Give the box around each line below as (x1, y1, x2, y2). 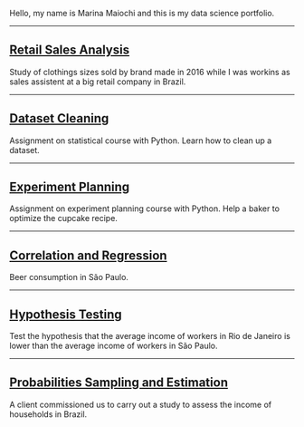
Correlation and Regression (9, 247, 167, 263)
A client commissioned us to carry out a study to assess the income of (9, 399, 272, 410)
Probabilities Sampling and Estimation (9, 375, 229, 391)
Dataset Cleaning (9, 111, 109, 126)
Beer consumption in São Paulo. (9, 272, 129, 283)
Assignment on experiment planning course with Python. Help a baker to (9, 203, 280, 214)
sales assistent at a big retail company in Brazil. (9, 76, 186, 87)
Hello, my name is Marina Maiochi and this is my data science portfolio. (9, 8, 275, 18)
